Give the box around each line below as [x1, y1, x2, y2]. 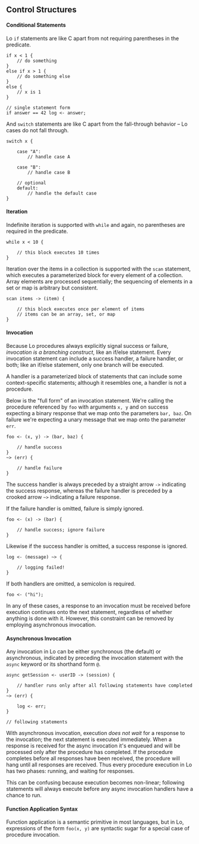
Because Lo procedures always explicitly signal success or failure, [6, 342, 169, 349]
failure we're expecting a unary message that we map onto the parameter [6, 416, 186, 423]
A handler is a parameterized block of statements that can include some [6, 373, 182, 380]
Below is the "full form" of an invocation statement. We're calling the [6, 397, 173, 404]
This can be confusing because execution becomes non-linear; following [6, 779, 185, 786]
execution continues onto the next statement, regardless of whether [6, 609, 172, 615]
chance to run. [6, 792, 42, 799]
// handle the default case [27, 190, 97, 196]
